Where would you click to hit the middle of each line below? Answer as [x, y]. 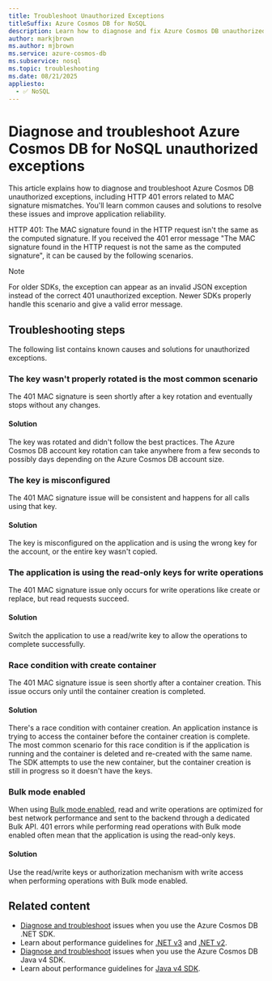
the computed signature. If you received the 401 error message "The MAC [132, 238]
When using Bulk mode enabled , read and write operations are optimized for [136, 810]
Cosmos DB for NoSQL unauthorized [134, 149]
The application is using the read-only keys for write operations [136, 572]
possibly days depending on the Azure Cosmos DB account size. [117, 459]
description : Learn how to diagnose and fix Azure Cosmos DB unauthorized [137, 31]
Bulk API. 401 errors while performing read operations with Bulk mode [125, 827]
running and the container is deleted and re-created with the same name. [130, 754]
